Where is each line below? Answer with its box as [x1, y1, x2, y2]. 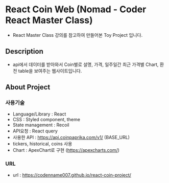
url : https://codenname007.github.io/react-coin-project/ [12, 172, 132, 178]
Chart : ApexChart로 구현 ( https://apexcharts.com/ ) [12, 147, 120, 153]
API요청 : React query [12, 128, 58, 134]
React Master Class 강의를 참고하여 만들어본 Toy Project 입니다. [12, 32, 143, 38]
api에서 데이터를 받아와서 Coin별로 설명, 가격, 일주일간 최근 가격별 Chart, [12, 61, 159, 67]
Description [5, 47, 43, 56]
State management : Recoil [12, 122, 70, 128]
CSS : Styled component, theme [12, 117, 81, 123]
